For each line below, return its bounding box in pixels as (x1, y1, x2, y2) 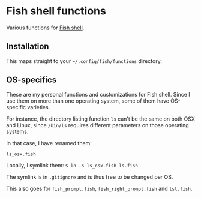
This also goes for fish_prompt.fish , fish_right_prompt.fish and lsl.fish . (6, 185, 193, 192)
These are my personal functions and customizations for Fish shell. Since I (6, 91, 190, 98)
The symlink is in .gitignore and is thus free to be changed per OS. (6, 173, 173, 181)
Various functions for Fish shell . (6, 24, 85, 31)
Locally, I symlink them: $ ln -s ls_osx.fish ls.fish (6, 161, 138, 169)
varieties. (27, 103, 50, 110)
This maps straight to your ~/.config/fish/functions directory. (6, 57, 162, 64)
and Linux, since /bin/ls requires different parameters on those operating (6, 121, 189, 128)
